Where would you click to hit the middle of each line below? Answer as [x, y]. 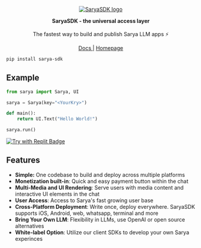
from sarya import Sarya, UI [43, 91]
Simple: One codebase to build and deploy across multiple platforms [100, 175]
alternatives [29, 226]
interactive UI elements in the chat [57, 194]
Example [23, 78]
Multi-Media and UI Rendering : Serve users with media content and [99, 187]
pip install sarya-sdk [34, 59]
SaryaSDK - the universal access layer [101, 21]
